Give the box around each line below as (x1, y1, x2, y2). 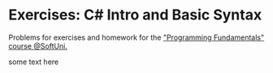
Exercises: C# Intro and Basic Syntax (8, 6, 262, 24)
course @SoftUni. (8, 41, 67, 50)
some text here (8, 57, 59, 67)
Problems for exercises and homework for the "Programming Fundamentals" (8, 32, 265, 42)
